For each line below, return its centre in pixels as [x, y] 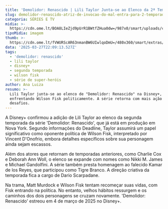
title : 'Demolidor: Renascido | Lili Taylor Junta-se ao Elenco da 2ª [80, 10]
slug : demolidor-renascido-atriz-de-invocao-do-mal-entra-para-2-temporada [86, 15]
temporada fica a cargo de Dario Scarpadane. [52, 175]
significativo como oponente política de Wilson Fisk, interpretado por [76, 134]
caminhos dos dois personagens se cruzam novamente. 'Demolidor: [75, 196]
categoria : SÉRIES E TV [30, 19]
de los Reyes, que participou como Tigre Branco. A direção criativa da [77, 170]
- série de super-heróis [35, 80]
